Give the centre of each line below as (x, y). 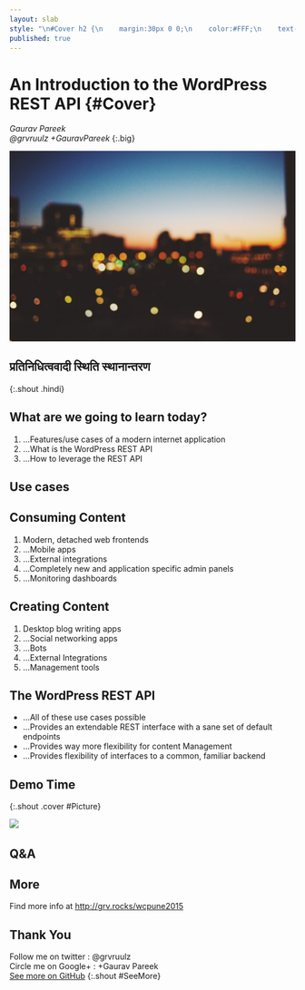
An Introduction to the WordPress (138, 84)
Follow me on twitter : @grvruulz (70, 956)
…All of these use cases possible (84, 718)
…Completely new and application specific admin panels (128, 568)
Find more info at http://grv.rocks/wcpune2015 (97, 907)
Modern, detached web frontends (86, 539)
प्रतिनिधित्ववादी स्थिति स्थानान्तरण (80, 367)
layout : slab (34, 19)
